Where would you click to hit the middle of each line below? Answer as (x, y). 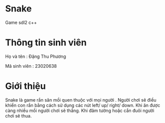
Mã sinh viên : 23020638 (31, 66)
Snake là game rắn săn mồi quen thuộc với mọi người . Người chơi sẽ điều (81, 100)
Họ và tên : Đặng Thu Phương (36, 56)
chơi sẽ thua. (18, 116)
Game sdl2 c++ (21, 22)
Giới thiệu (25, 86)
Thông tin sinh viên (46, 43)
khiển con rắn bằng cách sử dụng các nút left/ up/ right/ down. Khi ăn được (83, 105)
